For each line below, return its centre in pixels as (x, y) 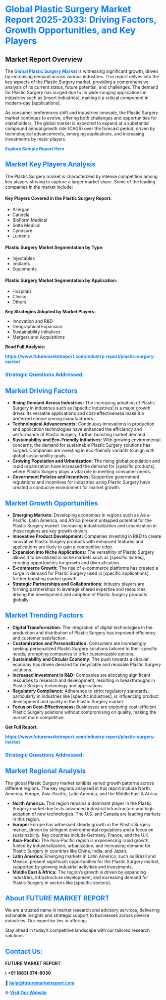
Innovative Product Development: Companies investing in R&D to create (87, 536)
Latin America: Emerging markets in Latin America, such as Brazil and (84, 856)
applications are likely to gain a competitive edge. (63, 547)
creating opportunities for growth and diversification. (66, 562)
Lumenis (21, 236)
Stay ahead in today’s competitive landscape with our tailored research (78, 930)
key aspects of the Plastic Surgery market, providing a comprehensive (77, 82)
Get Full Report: (22, 727)
